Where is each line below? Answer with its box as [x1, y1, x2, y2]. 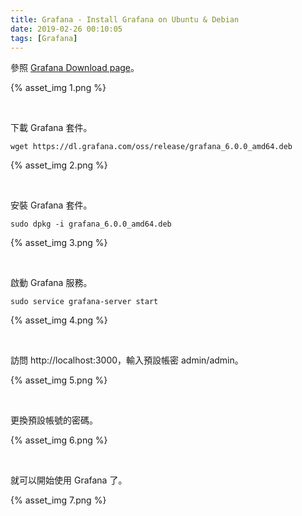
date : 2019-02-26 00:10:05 [10, 24, 123, 34]
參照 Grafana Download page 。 [10, 62, 140, 74]
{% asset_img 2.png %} [10, 159, 108, 171]
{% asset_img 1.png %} [10, 82, 107, 94]
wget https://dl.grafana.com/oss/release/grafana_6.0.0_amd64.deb [10, 142, 293, 152]
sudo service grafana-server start [10, 297, 159, 307]
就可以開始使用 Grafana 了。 [10, 474, 128, 486]
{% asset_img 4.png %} [10, 314, 108, 326]
